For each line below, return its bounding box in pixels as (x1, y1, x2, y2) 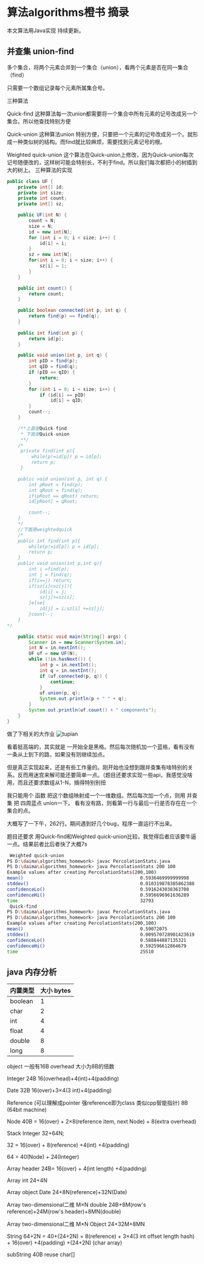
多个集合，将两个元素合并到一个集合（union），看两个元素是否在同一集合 (7, 63, 189, 71)
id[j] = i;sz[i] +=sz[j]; (39, 606, 105, 612)
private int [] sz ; (18, 201, 64, 207)
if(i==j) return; (29, 577, 72, 584)
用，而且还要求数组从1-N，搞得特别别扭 (7, 779, 106, 786)
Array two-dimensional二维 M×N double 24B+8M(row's (7, 1201, 146, 1209)
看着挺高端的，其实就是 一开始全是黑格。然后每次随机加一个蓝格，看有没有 (7, 743, 195, 750)
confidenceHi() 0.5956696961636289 (7, 892, 189, 898)
